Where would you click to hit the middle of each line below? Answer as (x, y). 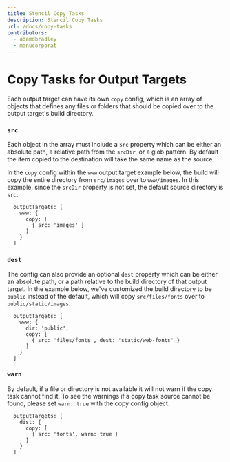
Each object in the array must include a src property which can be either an (114, 145)
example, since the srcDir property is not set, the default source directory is (115, 188)
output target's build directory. (50, 113)
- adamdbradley (35, 39)
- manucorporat (35, 46)
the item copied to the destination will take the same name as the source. (111, 159)
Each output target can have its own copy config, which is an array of (105, 99)
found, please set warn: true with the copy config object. (88, 403)
